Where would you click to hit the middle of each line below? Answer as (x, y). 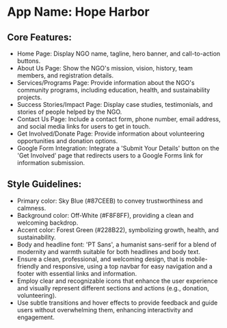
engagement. (36, 317)
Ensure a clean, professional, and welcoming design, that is (101, 259)
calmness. (31, 208)
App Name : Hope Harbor (78, 12)
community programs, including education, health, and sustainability (113, 90)
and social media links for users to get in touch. (83, 126)
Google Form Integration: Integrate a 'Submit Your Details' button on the (118, 148)
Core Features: (39, 37)
